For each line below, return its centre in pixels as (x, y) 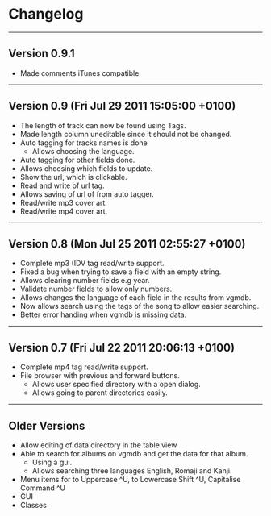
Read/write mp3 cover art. (63, 202)
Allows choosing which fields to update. (86, 168)
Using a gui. (52, 462)
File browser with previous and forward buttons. (100, 376)
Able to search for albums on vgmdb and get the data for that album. (134, 454)
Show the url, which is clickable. (73, 177)
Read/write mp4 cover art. (64, 211)
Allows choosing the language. (83, 151)
